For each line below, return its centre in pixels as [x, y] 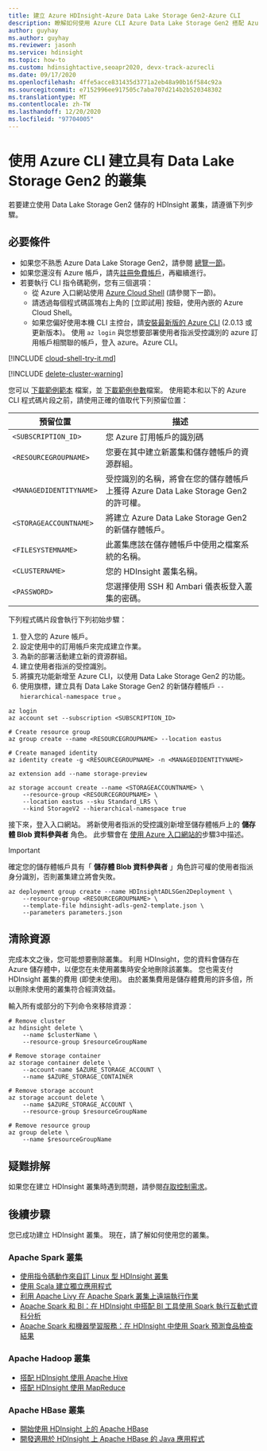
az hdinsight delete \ [46, 1028]
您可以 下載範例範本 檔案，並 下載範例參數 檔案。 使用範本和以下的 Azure [127, 390]
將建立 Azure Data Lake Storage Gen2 [176, 517]
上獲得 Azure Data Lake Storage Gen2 [176, 490]
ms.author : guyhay [39, 38]
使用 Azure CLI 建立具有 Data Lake [121, 161]
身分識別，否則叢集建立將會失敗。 [64, 876]
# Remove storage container [55, 1056]
